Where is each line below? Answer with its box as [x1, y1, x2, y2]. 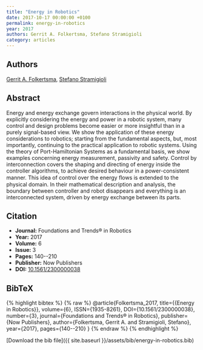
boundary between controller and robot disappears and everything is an [6, 187, 186, 194]
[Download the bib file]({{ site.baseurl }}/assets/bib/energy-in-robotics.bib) [6, 337, 195, 344]
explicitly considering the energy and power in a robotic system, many [6, 116, 182, 123]
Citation [6, 211, 38, 222]
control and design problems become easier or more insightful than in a [6, 122, 185, 129]
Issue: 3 [15, 246, 36, 254]
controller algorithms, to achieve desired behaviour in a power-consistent [6, 167, 190, 174]
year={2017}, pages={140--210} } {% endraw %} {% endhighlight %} [6, 325, 179, 332]
